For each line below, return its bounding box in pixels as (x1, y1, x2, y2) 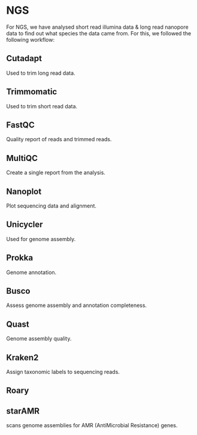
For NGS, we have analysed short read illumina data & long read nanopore (6, 23, 189, 31)
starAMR (6, 406, 40, 416)
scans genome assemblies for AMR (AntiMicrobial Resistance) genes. (6, 422, 178, 429)
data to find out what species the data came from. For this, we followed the (6, 29, 192, 36)
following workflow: (6, 36, 55, 43)
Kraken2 (6, 352, 39, 363)
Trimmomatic (6, 87, 57, 97)
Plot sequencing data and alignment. (6, 202, 97, 209)
